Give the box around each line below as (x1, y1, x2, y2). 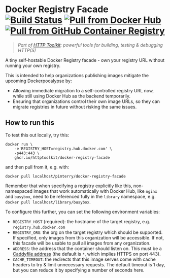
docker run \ (5, 142, 33, 147)
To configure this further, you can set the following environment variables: (5, 208, 160, 215)
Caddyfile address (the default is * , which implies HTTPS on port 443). (12, 251, 161, 257)
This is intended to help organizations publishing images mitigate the (5, 72, 149, 78)
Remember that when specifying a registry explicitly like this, (5, 183, 132, 189)
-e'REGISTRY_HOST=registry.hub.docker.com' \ (14, 146, 113, 151)
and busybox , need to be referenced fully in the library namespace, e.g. (5, 193, 156, 199)
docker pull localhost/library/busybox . (5, 199, 91, 205)
